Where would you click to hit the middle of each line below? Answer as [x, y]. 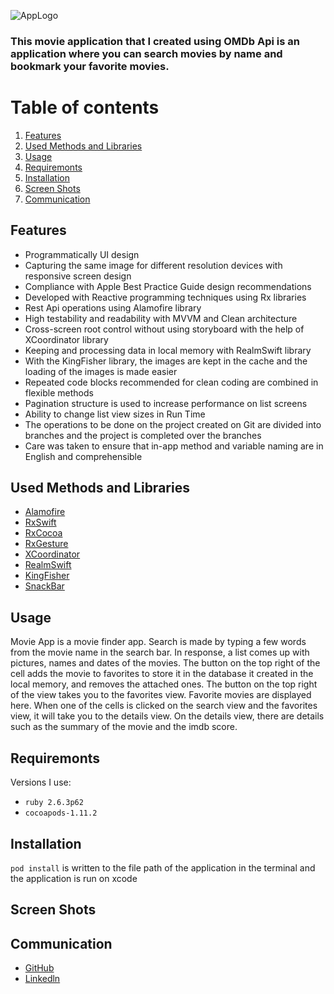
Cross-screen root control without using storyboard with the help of [164, 329]
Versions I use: [41, 782]
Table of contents [85, 107]
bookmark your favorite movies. [90, 66]
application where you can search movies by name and [146, 53]
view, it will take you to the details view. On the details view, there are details [167, 716]
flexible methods [59, 392]
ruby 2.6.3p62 [54, 803]
